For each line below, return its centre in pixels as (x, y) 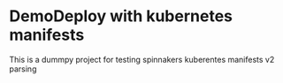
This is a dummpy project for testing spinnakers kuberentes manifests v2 (142, 59)
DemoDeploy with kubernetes (121, 16)
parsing (23, 69)
